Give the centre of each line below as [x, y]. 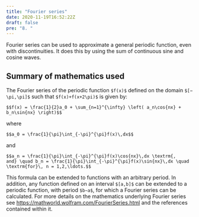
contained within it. [29, 209]
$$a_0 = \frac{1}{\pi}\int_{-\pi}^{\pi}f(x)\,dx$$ [70, 135]
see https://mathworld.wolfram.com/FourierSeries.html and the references [97, 203]
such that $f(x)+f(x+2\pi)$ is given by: [79, 97]
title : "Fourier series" [37, 12]
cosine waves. [24, 57]
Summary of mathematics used [65, 76]
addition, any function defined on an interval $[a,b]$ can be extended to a [97, 184]
